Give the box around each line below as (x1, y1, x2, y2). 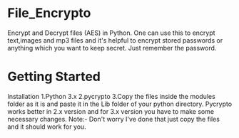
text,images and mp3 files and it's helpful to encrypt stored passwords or (7, 36, 223, 44)
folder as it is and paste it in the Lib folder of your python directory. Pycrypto (7, 100, 233, 108)
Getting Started (7, 69, 101, 85)
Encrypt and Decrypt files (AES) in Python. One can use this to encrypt (7, 28, 215, 37)
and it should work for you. (7, 122, 87, 131)
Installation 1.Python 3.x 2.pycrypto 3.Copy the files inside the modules (7, 92, 215, 100)
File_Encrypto (7, 5, 91, 21)
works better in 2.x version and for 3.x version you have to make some (7, 107, 215, 115)
